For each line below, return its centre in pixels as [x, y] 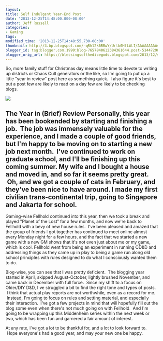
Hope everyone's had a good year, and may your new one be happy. [75, 333]
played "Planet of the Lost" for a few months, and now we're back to [74, 222]
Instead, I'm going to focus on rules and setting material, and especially [78, 298]
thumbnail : [16, 46]
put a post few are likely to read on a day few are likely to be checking [75, 84]
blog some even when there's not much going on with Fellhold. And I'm [77, 308]
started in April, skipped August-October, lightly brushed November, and [78, 277]
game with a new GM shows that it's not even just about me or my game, [78, 242]
